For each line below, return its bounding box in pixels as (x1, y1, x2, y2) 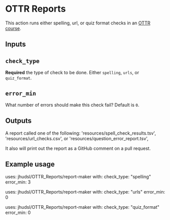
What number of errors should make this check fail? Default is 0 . (5, 102, 140, 108)
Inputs (5, 40, 26, 49)
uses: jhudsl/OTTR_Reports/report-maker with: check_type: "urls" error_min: (5, 188, 165, 195)
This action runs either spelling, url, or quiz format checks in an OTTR (5, 20, 151, 26)
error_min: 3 (5, 179, 31, 185)
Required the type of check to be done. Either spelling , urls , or (5, 70, 140, 76)
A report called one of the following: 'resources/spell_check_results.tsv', (5, 130, 156, 136)
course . (5, 25, 21, 31)
